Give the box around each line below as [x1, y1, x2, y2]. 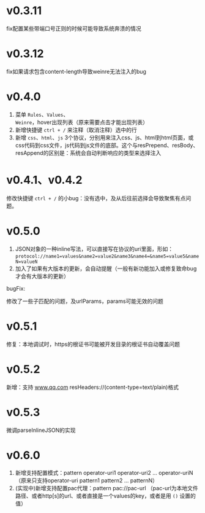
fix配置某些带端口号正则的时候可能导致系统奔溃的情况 [6, 25, 142, 32]
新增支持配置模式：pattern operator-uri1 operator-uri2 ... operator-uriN [15, 469, 193, 477]
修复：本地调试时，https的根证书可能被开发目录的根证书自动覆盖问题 [6, 340, 181, 348]
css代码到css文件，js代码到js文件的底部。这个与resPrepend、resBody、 [15, 141, 199, 149]
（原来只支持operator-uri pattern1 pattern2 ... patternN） [15, 477, 158, 484]
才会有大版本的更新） [15, 272, 69, 280]
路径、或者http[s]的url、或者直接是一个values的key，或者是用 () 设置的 [15, 492, 196, 499]
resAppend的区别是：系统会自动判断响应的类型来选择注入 [15, 149, 162, 157]
